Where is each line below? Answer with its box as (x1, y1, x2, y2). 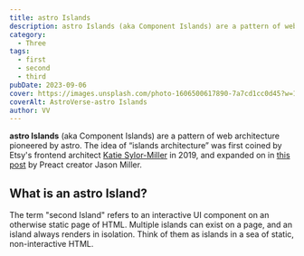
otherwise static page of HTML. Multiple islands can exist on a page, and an (9, 219, 292, 231)
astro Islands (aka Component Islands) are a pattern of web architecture (9, 130, 280, 141)
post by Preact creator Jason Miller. (9, 159, 143, 170)
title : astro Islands (9, 13, 91, 23)
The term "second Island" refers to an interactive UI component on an (9, 210, 270, 221)
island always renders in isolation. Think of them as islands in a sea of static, (9, 229, 294, 240)
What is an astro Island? (9, 185, 147, 201)
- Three (17, 38, 47, 48)
